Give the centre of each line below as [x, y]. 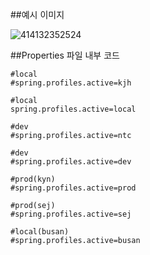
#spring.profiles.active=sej [71, 214]
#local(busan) [40, 232]
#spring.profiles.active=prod [73, 188]
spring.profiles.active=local [73, 109]
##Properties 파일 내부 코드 [65, 55]
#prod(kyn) [33, 179]
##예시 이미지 [37, 14]
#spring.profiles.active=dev [71, 162]
